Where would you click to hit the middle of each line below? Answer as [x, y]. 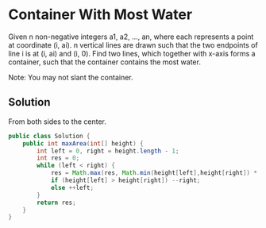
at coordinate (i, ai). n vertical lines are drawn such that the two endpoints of [133, 44]
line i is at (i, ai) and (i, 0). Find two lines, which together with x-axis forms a [132, 53]
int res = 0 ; [58, 158]
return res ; [57, 203]
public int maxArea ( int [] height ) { [83, 143]
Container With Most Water [100, 15]
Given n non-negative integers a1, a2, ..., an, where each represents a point [131, 37]
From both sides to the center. [58, 122]
